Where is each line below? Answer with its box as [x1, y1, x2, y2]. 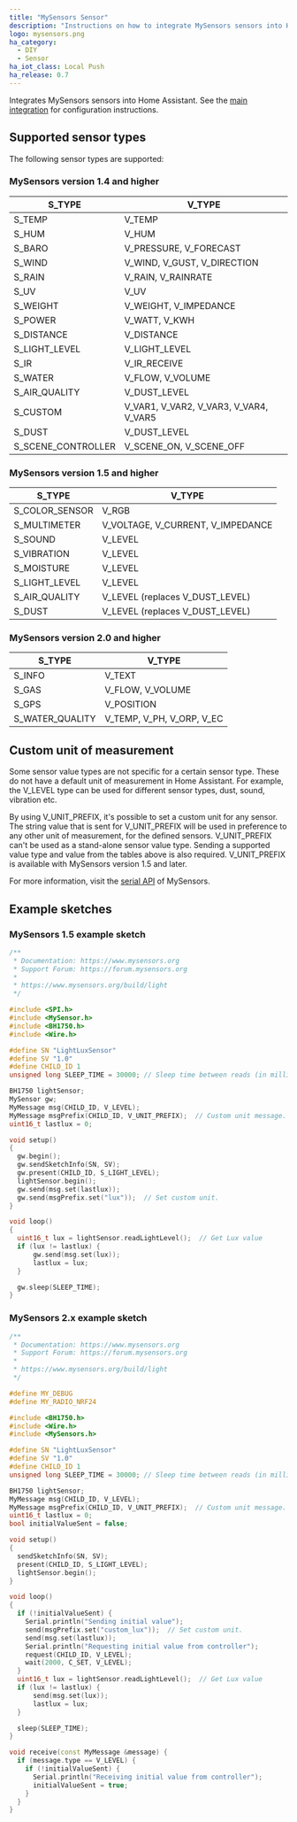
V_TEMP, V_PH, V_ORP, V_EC [104, 713, 224, 725]
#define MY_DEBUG [9, 1389, 73, 1398]
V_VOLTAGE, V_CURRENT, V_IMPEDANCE [102, 519, 273, 531]
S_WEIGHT [13, 299, 59, 312]
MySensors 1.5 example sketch [9, 928, 146, 940]
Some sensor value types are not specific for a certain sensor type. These [9, 767, 280, 777]
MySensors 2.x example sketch [9, 1312, 148, 1324]
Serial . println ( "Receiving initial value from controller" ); [32, 1772, 263, 1781]
